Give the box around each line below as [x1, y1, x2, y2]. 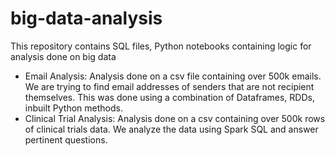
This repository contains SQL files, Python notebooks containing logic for [10, 40, 312, 52]
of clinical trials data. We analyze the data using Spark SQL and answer [24, 123, 319, 135]
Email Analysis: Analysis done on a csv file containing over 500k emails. [24, 70, 322, 82]
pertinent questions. [24, 133, 108, 146]
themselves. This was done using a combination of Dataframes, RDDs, [24, 91, 315, 103]
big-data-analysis [10, 7, 163, 30]
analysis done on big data [10, 50, 117, 62]
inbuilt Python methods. [24, 102, 123, 114]
